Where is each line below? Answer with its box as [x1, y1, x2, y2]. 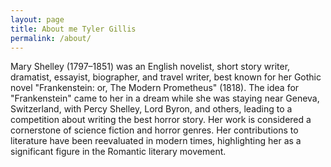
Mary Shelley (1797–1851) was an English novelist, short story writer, [10, 61, 291, 73]
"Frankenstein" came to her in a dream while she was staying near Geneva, [10, 92, 320, 105]
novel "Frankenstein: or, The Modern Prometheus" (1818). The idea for [10, 82, 300, 94]
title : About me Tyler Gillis [10, 24, 137, 34]
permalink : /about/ [10, 33, 92, 43]
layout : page [10, 14, 65, 25]
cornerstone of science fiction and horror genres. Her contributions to [10, 124, 299, 136]
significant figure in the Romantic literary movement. [10, 146, 227, 158]
